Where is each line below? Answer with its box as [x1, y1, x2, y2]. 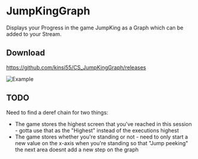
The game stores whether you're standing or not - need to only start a [14, 133, 188, 140]
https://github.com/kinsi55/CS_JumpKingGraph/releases [6, 64, 146, 71]
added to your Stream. [6, 30, 62, 37]
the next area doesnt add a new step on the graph [14, 146, 139, 153]
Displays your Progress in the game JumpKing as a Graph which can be [6, 24, 184, 31]
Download [6, 48, 45, 58]
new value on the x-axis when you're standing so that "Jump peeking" [14, 139, 188, 146]
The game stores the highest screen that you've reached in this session [14, 120, 192, 127]
